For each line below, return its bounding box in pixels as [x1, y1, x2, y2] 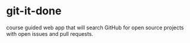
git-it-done [6, 4, 62, 18]
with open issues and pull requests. [6, 30, 94, 37]
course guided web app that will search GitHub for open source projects [6, 24, 184, 31]
